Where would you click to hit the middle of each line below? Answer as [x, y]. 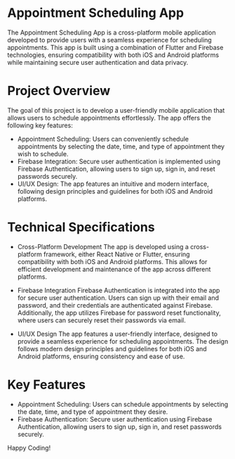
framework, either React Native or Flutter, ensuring [117, 254]
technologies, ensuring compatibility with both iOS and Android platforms [113, 55]
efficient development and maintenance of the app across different [114, 269]
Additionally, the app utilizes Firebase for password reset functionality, [119, 313]
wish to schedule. [43, 153]
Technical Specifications [81, 227]
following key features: [40, 125]
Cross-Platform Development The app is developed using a [103, 246]
